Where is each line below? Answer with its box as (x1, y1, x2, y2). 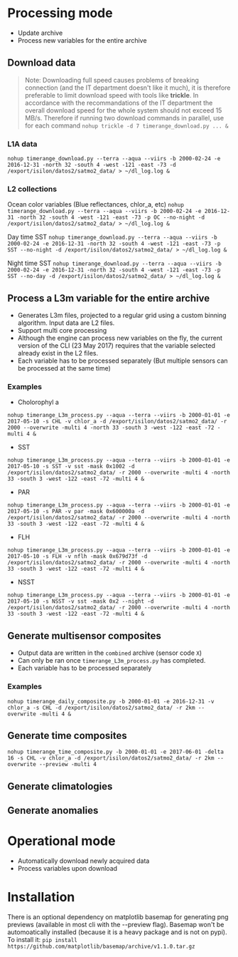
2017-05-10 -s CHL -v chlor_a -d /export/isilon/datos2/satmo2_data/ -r (7, 418, 227, 425)
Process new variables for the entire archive (17, 36, 147, 44)
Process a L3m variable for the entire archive (7, 292, 210, 304)
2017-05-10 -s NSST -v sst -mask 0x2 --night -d (7, 598, 154, 605)
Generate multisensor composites (7, 629, 162, 642)
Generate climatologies (7, 780, 113, 792)
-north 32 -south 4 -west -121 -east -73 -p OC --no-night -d (16, 214, 205, 222)
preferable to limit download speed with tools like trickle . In (24, 90, 199, 99)
